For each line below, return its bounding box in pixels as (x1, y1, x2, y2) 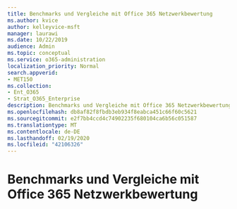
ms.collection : (7, 82, 52, 89)
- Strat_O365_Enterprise (7, 96, 80, 103)
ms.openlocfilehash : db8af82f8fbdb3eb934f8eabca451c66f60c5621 (7, 108, 197, 115)
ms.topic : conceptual (7, 50, 71, 57)
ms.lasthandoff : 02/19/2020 (7, 134, 90, 141)
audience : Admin (7, 43, 55, 50)
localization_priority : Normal (7, 63, 99, 70)
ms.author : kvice (7, 17, 59, 24)
